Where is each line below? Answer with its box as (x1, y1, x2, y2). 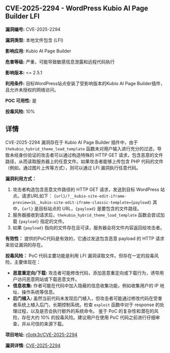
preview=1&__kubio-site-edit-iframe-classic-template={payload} (12, 200, 152, 205)
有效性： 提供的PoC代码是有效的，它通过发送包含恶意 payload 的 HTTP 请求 (5, 235, 165, 241)
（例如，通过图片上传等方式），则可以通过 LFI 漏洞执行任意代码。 (5, 165, 141, 171)
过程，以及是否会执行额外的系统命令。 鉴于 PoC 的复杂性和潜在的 (17, 308, 155, 314)
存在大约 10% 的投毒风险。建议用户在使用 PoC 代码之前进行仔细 (21, 314, 156, 320)
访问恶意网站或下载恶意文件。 (17, 276, 80, 282)
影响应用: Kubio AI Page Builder (5, 48, 72, 54)
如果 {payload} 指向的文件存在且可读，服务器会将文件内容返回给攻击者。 (12, 224, 165, 231)
